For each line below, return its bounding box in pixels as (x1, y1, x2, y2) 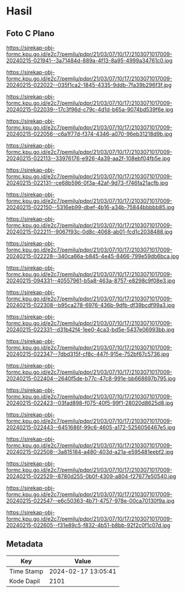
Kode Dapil (9, 577, 40, 585)
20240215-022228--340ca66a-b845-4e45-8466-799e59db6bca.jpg (6, 253, 179, 259)
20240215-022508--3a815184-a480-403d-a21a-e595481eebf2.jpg (6, 449, 174, 455)
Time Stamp (9, 567, 44, 576)
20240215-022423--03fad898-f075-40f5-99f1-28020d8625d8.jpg (6, 399, 174, 406)
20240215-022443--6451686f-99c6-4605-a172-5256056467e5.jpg (6, 424, 175, 431)
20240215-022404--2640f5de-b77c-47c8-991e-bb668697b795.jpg (6, 375, 176, 382)
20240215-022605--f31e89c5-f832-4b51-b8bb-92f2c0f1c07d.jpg (6, 522, 171, 529)
